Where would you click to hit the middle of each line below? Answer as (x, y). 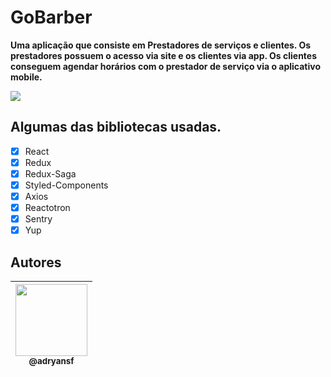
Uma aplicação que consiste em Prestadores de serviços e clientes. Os (161, 45)
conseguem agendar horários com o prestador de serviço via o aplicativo (166, 66)
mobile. (26, 77)
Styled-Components (66, 185)
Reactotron (47, 208)
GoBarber (51, 17)
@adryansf (51, 361)
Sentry (38, 219)
